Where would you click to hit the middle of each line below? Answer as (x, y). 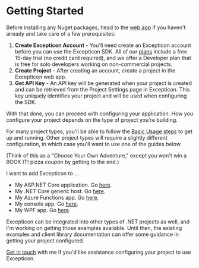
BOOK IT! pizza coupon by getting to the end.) (63, 162)
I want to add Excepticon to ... (42, 173)
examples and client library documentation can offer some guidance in (93, 234)
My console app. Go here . (46, 204)
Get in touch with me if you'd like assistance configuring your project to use (99, 252)
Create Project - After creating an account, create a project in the (95, 70)
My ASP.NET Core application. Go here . (63, 185)
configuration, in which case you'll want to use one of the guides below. (94, 144)
